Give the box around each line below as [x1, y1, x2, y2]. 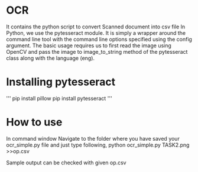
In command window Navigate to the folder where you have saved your [6, 135, 180, 142]
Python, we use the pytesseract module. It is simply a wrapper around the [6, 29, 186, 36]
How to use [6, 116, 63, 129]
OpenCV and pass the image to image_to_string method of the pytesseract [6, 48, 188, 55]
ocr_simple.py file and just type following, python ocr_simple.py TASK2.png [6, 141, 190, 148]
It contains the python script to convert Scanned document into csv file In [6, 23, 186, 30]
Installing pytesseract [6, 75, 116, 89]
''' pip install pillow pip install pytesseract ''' [6, 95, 112, 102]
